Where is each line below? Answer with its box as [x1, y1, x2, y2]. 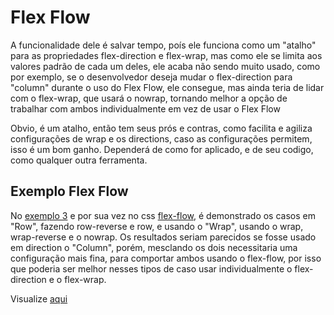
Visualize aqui [10, 292, 68, 305]
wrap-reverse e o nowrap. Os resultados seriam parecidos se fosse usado [10, 231, 317, 243]
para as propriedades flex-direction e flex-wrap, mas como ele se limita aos [10, 49, 323, 61]
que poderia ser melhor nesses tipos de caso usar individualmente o [10, 262, 293, 275]
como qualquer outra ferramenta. [10, 154, 148, 166]
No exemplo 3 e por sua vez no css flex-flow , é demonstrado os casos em [10, 209, 316, 221]
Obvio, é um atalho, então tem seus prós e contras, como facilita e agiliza [10, 122, 313, 134]
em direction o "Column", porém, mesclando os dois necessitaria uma [10, 241, 298, 253]
